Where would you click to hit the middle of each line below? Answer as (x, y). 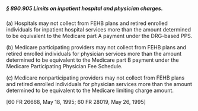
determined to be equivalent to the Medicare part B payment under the (92, 60)
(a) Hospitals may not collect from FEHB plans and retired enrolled (87, 23)
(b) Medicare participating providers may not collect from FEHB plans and (96, 47)
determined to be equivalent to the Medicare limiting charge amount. (90, 90)
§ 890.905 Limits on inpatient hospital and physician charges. (84, 8)
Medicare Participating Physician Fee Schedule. (64, 66)
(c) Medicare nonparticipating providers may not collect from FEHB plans (95, 78)
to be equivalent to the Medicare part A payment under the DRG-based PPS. (99, 36)
